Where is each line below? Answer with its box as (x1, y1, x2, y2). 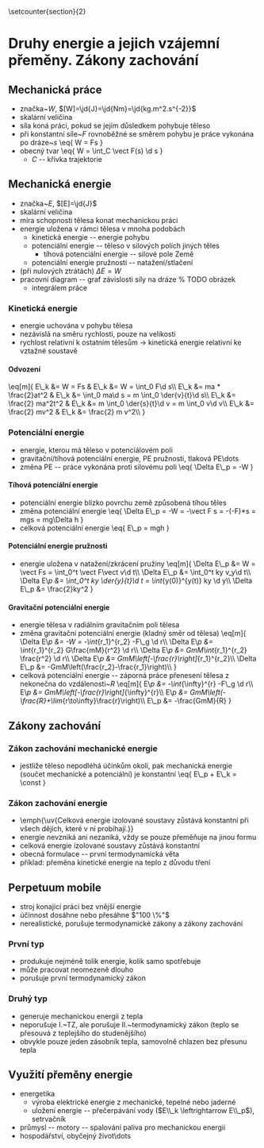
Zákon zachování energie (8, 797, 109, 808)
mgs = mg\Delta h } (19, 514, 84, 524)
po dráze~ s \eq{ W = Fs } (19, 138, 103, 147)
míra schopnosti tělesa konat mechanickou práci (19, 215, 178, 225)
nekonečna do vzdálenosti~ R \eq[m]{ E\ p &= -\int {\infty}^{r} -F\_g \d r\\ (19, 679, 254, 689)
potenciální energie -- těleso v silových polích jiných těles (31, 241, 220, 250)
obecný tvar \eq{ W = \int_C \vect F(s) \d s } (19, 146, 163, 156)
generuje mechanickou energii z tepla (19, 1011, 143, 1021)
